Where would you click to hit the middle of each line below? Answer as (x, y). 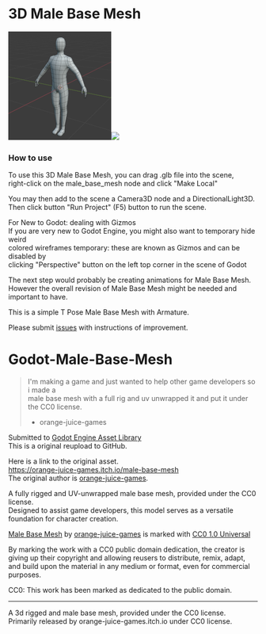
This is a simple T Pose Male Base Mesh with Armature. (99, 312)
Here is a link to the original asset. (63, 461)
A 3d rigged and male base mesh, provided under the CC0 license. (117, 613)
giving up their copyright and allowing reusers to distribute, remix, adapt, (127, 558)
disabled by (27, 256)
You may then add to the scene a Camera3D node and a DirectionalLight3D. (132, 199)
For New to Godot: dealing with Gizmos (72, 223)
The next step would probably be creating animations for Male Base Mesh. (130, 280)
